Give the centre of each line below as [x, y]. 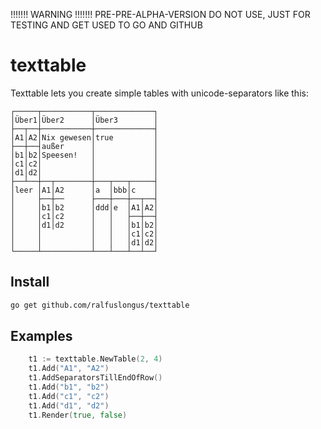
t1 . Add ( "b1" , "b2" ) [69, 387]
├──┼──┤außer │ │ [84, 146]
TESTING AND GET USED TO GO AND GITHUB [106, 25]
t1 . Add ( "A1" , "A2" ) [69, 369]
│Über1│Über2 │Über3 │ [84, 120]
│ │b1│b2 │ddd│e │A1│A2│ [84, 207]
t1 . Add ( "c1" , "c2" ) [69, 396]
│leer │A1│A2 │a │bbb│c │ [84, 190]
